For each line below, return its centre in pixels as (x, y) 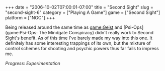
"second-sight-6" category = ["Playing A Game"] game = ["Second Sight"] (83, 12)
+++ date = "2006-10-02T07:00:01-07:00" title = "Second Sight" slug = (79, 7)
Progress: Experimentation (33, 63)
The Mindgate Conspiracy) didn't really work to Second (96, 33)
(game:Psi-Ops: (21, 33)
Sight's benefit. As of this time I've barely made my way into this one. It (79, 38)
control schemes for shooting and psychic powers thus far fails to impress (82, 48)
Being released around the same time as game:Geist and (64, 27)
